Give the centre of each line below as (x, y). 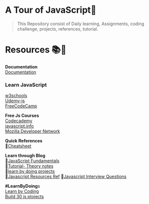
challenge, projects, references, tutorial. (58, 29)
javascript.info (19, 126)
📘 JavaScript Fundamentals (32, 161)
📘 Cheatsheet (18, 146)
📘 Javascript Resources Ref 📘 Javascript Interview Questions (66, 176)
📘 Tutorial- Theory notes (29, 166)
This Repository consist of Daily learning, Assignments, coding (81, 24)
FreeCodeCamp (21, 106)
